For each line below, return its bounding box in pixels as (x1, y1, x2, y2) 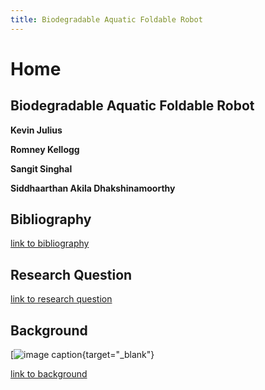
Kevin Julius (10, 124, 63, 136)
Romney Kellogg (10, 143, 80, 155)
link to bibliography (10, 237, 90, 250)
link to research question (10, 293, 113, 305)
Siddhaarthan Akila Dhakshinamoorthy (10, 182, 176, 194)
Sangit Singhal (10, 162, 73, 175)
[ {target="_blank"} (10, 349, 155, 361)
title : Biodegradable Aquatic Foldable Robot (10, 14, 203, 25)
